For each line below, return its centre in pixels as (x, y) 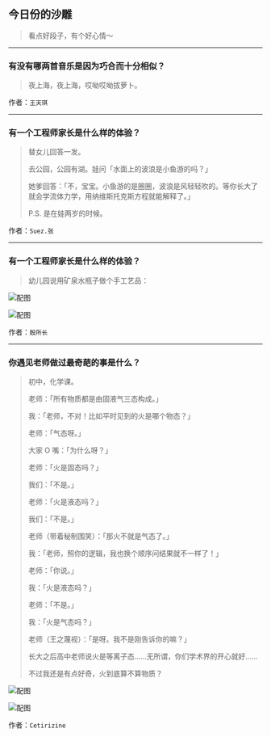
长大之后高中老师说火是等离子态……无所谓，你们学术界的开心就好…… (143, 656)
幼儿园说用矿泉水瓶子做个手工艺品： (88, 280)
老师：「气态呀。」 (56, 433)
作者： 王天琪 (28, 103)
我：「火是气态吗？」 (62, 622)
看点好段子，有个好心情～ (71, 36)
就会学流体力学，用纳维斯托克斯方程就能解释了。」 (111, 196)
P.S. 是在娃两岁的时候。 (67, 213)
